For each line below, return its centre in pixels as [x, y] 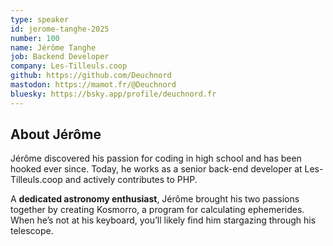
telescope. [32, 231]
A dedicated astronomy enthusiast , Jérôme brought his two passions [155, 199]
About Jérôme [56, 134]
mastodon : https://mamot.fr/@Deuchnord [93, 85]
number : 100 [35, 38]
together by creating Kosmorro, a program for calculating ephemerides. [157, 210]
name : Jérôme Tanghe [53, 47]
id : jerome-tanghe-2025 [60, 29]
